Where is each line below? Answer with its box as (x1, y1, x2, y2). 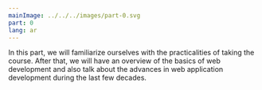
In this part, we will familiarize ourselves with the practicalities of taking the (8, 48, 255, 58)
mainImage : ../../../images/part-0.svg (8, 11, 141, 20)
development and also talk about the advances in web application (8, 65, 224, 74)
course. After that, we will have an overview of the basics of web (8, 56, 221, 66)
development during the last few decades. (8, 73, 147, 83)
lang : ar (8, 26, 37, 34)
